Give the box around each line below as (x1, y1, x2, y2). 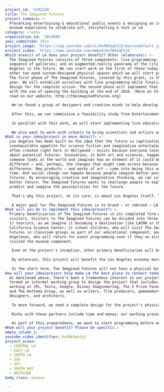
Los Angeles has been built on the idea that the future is (9, 139, 134, 144)
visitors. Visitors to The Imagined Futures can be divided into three (9, 216, 159, 221)
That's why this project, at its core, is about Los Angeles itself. (11, 194, 156, 198)
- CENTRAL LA (9, 343, 36, 348)
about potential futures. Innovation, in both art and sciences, (9, 152, 145, 157)
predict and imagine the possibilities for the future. (9, 184, 125, 189)
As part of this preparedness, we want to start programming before (11, 321, 154, 326)
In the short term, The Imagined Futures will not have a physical (11, 266, 152, 271)
